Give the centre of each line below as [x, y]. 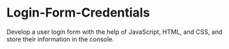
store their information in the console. [60, 39]
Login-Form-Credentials [78, 13]
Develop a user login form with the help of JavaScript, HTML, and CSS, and [114, 32]
